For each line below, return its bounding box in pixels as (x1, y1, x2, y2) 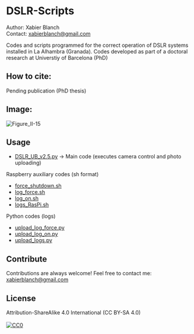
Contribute (6, 254, 47, 264)
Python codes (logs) (6, 212, 56, 220)
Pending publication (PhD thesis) (6, 87, 87, 94)
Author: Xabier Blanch (6, 24, 60, 31)
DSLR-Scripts (6, 4, 75, 18)
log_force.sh (14, 189, 46, 196)
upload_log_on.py (14, 230, 58, 238)
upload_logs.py (14, 237, 52, 244)
